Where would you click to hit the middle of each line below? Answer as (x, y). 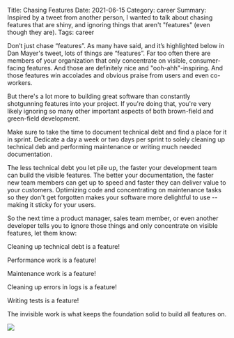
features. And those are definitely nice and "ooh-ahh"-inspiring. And (125, 68)
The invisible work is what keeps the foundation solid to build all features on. (117, 314)
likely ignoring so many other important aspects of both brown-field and (110, 111)
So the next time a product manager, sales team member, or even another (113, 218)
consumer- (205, 61)
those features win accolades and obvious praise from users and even (108, 75)
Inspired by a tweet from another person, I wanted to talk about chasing (110, 17)
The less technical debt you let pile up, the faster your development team (112, 168)
